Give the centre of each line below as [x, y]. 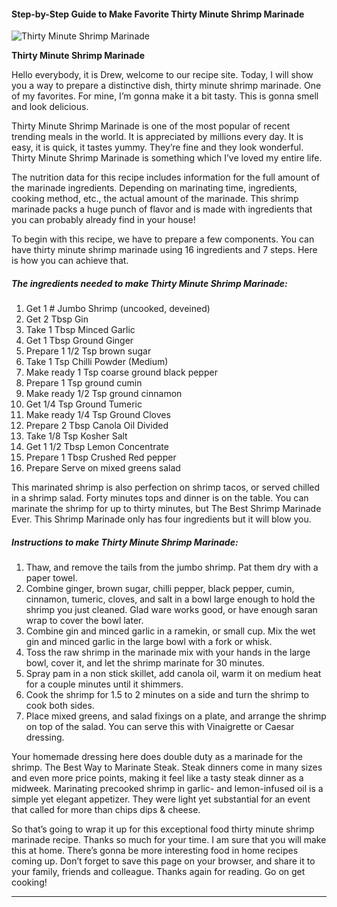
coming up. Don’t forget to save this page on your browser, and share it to [163, 861]
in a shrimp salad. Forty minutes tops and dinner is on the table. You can [160, 498]
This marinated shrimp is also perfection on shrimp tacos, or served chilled [166, 487]
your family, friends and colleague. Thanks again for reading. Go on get [158, 872]
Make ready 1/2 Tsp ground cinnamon [104, 394]
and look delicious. [50, 107]
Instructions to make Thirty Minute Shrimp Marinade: [125, 542]
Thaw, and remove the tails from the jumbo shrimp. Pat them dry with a [172, 567]
